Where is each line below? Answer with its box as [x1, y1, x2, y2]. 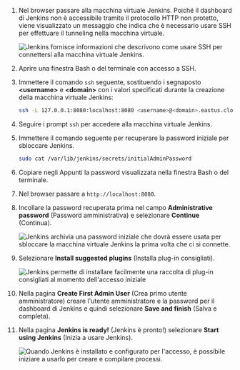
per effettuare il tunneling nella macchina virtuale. [18, 29, 165, 37]
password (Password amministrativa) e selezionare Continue [18, 211, 200, 219]
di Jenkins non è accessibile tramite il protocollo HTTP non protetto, [18, 14, 219, 22]
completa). [18, 311, 51, 320]
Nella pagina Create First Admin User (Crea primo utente [18, 289, 188, 297]
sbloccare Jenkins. [18, 141, 74, 149]
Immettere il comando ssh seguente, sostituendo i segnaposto [18, 78, 201, 86]
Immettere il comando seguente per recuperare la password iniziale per [18, 134, 229, 142]
